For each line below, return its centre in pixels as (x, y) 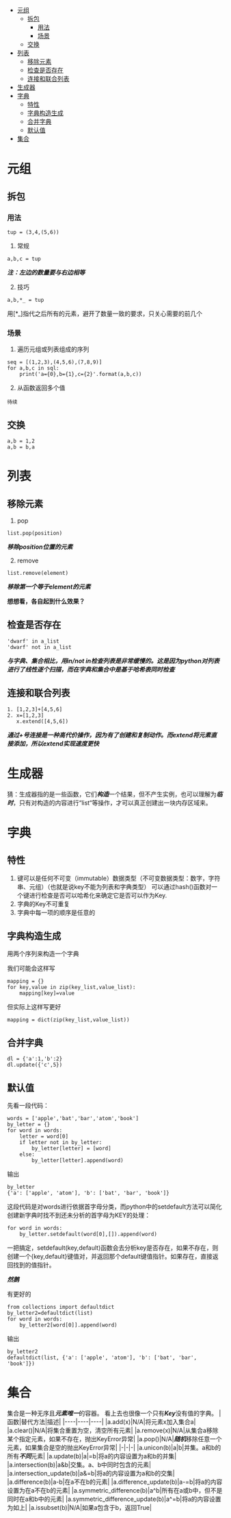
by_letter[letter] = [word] (71, 1148)
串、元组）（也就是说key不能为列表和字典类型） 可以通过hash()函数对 (114, 886)
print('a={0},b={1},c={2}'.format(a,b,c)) (81, 375)
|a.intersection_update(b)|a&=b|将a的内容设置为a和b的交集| (91, 1473)
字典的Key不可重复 (43, 903)
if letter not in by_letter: (61, 1142)
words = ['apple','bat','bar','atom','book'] (73, 1118)
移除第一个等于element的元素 (49, 586)
